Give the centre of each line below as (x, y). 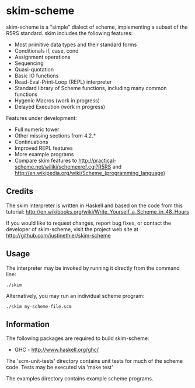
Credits (20, 191)
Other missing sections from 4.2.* (55, 135)
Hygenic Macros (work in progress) (57, 100)
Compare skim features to (46, 160)
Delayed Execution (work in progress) (60, 107)
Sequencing (29, 63)
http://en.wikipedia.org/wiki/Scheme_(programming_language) (90, 173)
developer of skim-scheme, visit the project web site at (72, 229)
